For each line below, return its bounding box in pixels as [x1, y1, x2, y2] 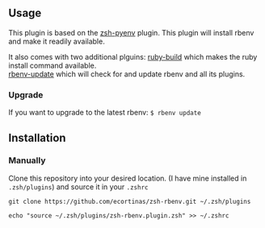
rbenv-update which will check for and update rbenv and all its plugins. [8, 68, 246, 79]
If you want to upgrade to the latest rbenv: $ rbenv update [8, 108, 202, 118]
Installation [8, 131, 66, 144]
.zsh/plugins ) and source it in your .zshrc [8, 181, 149, 192]
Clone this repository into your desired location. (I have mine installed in [8, 173, 247, 183]
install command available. [8, 60, 97, 70]
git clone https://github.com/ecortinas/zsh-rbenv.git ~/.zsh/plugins [8, 197, 251, 205]
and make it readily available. [8, 36, 105, 46]
